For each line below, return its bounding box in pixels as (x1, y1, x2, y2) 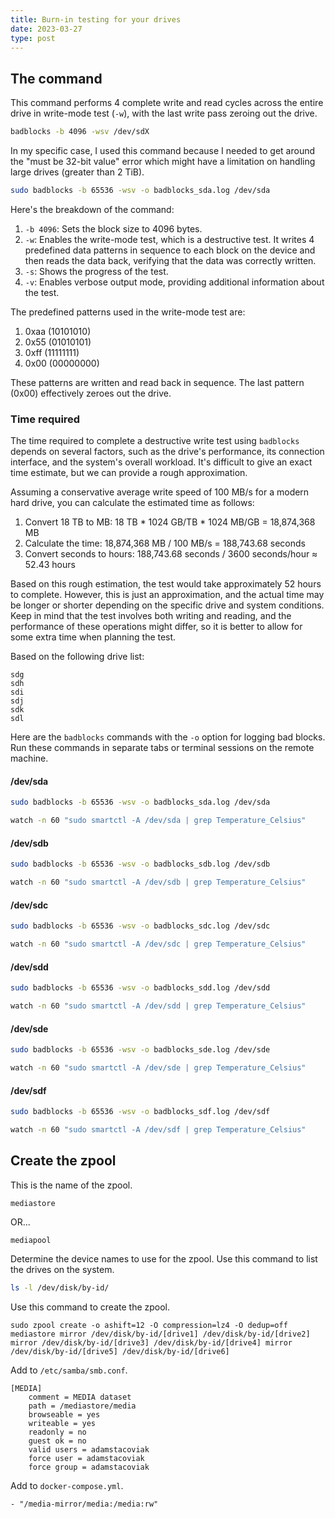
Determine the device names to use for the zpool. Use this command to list (10, 1252, 318, 1265)
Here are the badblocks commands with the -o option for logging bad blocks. (10, 731, 326, 743)
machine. (10, 752, 49, 765)
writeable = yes (28, 1418, 97, 1428)
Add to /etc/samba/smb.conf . (10, 1364, 128, 1376)
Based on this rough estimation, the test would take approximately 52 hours (10, 578, 322, 590)
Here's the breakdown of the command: (10, 203, 175, 215)
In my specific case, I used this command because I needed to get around (10, 145, 316, 157)
